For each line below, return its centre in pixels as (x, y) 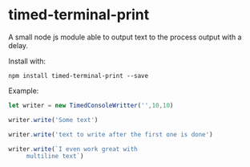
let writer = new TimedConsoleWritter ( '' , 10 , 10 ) (91, 105)
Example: (24, 91)
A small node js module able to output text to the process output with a (125, 37)
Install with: (27, 61)
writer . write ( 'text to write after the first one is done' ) (111, 134)
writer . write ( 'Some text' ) (53, 120)
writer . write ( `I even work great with (73, 149)
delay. (18, 45)
